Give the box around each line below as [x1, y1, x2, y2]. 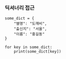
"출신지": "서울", [14, 26, 47, 32]
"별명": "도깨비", [14, 21, 47, 26]
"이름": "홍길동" [14, 32, 45, 37]
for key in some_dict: [5, 45, 52, 50]
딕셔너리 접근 [5, 4, 35, 11]
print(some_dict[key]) [14, 49, 61, 54]
